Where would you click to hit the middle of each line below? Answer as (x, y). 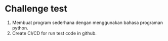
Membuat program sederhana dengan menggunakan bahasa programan (87, 22)
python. (20, 27)
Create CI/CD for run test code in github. (54, 33)
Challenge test (36, 9)
